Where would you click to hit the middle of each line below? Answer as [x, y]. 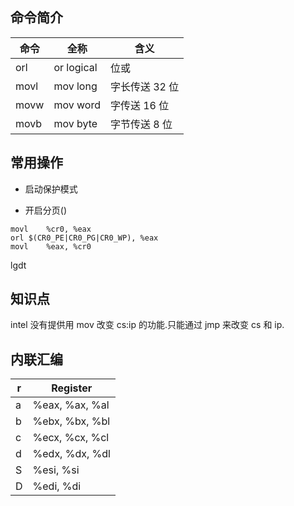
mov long [75, 86]
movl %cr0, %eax [51, 229]
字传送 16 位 [139, 105]
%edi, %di [57, 486]
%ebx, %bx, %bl [71, 421]
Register [72, 388]
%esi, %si [56, 470]
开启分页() [46, 210]
